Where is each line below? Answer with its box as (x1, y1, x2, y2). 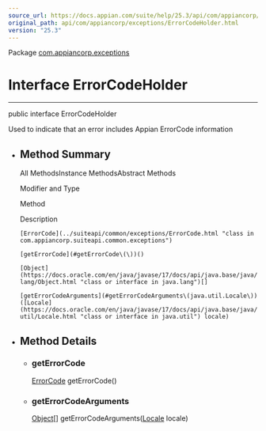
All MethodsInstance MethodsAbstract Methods (19, 168, 177, 178)
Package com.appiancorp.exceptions (8, 48, 130, 58)
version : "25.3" (8, 26, 62, 34)
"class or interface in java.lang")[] (80, 278, 208, 286)
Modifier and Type (19, 183, 81, 194)
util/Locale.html (19, 313, 78, 321)
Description (19, 214, 58, 224)
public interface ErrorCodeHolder (8, 109, 117, 119)
